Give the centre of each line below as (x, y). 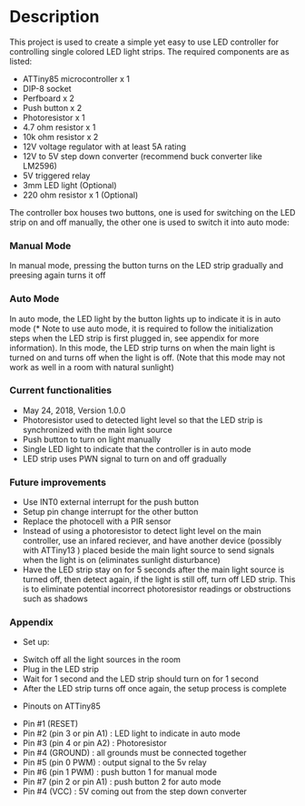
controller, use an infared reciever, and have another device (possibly (152, 541)
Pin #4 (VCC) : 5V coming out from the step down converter (135, 791)
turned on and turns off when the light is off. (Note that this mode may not (148, 358)
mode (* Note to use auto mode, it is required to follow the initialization (142, 328)
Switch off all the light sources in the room (102, 660)
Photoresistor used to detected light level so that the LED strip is (143, 419)
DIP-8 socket (47, 88)
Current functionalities (60, 390)
